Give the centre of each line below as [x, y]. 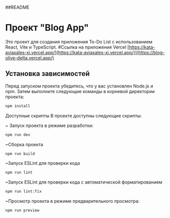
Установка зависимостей [48, 74]
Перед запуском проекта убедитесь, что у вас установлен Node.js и [79, 86]
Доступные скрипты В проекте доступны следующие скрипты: [74, 115]
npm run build [20, 154]
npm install [18, 106]
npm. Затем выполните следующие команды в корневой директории [80, 91]
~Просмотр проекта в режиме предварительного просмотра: [73, 201]
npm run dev [18, 135]
